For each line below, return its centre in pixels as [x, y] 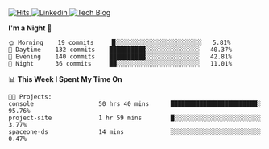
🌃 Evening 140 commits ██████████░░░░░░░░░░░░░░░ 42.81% [120, 57]
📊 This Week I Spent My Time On [65, 79]
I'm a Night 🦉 [30, 28]
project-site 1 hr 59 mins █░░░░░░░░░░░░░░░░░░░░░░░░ [135, 118]
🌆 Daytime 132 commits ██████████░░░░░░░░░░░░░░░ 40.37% [120, 50]
